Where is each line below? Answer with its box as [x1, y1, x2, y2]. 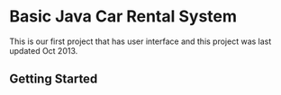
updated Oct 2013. [9, 45, 78, 56]
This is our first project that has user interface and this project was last [9, 36, 272, 47]
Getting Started [9, 72, 98, 87]
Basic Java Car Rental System [9, 6, 237, 27]
